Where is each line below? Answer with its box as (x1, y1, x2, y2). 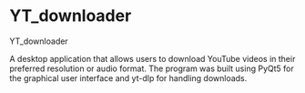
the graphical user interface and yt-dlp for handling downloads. (9, 72, 248, 83)
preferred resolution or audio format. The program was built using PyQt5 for (9, 63, 294, 74)
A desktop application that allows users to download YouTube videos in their (9, 53, 296, 64)
